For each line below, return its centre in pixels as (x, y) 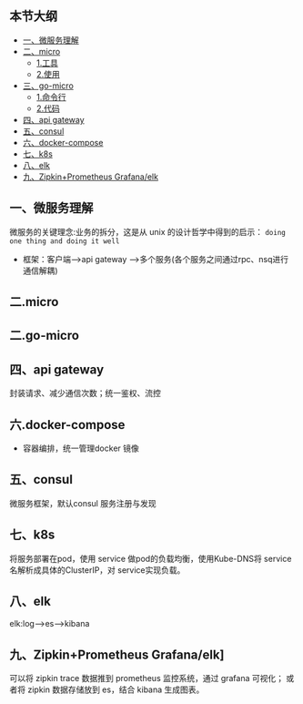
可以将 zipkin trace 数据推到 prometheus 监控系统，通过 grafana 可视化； (147, 678)
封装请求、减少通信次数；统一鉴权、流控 (85, 393)
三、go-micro (48, 86)
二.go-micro (45, 336)
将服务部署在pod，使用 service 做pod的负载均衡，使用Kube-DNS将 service (151, 558)
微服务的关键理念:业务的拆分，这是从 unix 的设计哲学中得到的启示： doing (148, 231)
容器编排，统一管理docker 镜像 (81, 448)
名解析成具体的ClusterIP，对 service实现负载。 (97, 570)
